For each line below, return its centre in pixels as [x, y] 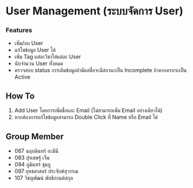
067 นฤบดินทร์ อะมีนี [36, 151]
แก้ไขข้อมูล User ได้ [35, 50]
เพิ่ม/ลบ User [29, 43]
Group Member [35, 136]
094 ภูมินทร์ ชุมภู [32, 165]
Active [22, 77]
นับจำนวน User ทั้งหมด [39, 64]
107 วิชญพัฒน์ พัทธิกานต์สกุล [44, 178]
